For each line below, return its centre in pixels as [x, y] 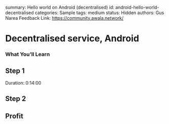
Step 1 [15, 71]
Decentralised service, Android [72, 39]
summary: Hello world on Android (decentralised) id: [60, 7]
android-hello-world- [137, 7]
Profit [14, 116]
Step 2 [16, 99]
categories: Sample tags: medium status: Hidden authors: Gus [99, 13]
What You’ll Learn [28, 54]
